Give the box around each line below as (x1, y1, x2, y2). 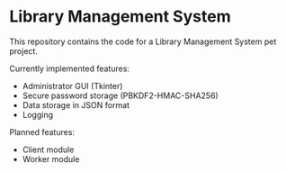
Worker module (22, 153, 80, 164)
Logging (22, 109, 54, 120)
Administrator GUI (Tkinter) (22, 80, 123, 91)
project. (9, 45, 39, 56)
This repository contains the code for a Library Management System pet (9, 36, 277, 47)
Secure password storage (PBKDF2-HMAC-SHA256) (22, 90, 219, 101)
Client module (22, 144, 75, 155)
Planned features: (9, 126, 75, 137)
